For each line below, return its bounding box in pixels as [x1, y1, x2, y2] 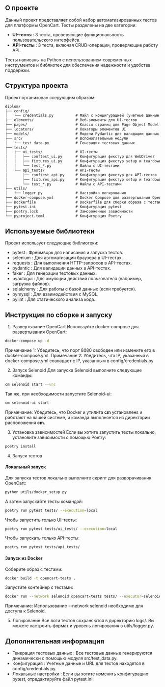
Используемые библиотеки [5, 227, 95, 235]
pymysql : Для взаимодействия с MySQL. [12, 291, 99, 297]
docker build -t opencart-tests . [5, 576, 76, 581]
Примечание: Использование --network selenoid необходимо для [5, 603, 143, 609]
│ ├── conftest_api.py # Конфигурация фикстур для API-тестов [5, 172, 157, 177]
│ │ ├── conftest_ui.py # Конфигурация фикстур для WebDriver [5, 154, 155, 159]
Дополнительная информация [5, 637, 105, 645]
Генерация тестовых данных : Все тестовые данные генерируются [12, 650, 153, 656]
